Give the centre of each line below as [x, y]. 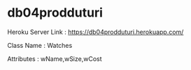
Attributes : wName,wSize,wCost [55, 59]
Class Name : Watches [40, 45]
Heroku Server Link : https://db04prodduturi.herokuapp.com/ [95, 32]
